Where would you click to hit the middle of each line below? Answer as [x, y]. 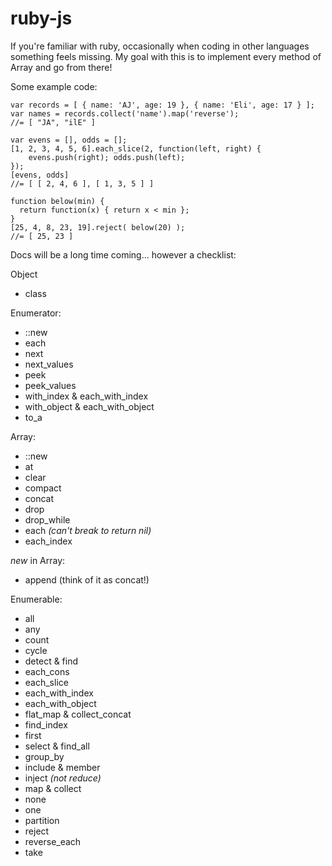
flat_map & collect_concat [78, 714]
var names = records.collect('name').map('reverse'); [125, 113]
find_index [46, 724]
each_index [48, 541]
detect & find [51, 661]
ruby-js [41, 18]
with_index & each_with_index [86, 396]
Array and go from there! [61, 67]
